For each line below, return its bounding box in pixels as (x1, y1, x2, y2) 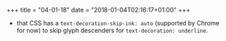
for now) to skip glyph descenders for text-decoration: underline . (16, 27, 208, 34)
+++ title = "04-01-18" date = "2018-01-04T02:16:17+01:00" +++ (6, 6, 191, 14)
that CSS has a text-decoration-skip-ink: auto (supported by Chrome (16, 19, 220, 27)
